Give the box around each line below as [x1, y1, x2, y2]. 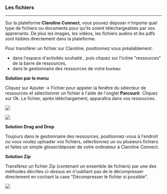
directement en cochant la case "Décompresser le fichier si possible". [5, 174, 148, 180]
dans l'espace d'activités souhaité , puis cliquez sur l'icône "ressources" [12, 55, 162, 61]
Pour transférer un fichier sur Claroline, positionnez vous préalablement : [5, 45, 154, 51]
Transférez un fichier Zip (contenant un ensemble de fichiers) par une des [5, 163, 157, 169]
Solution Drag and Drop [5, 124, 55, 130]
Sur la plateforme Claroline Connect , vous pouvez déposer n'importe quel [5, 20, 158, 26]
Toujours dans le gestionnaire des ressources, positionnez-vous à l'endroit [5, 133, 158, 139]
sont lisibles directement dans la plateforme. [5, 36, 96, 42]
